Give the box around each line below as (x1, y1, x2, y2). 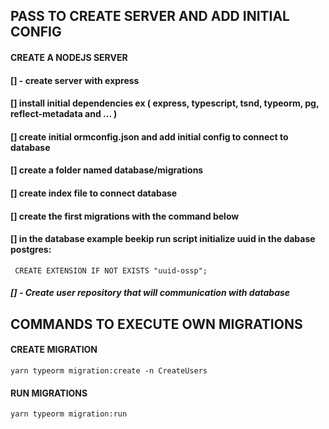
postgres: (10, 244, 52, 256)
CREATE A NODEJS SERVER (10, 51, 128, 63)
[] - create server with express (10, 74, 140, 86)
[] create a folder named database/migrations (10, 164, 204, 176)
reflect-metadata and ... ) (10, 108, 118, 120)
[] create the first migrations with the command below (10, 210, 240, 222)
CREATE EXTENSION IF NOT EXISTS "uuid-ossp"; (14, 265, 208, 276)
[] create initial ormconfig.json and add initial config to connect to (10, 130, 289, 143)
